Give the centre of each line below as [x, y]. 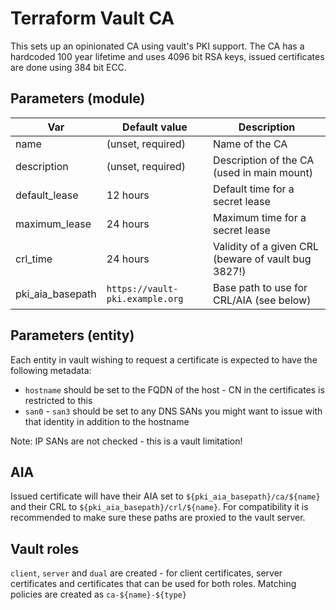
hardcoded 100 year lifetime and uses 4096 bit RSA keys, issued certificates [167, 56]
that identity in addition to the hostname [107, 421]
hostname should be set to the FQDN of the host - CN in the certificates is [174, 389]
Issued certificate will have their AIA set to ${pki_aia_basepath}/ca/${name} [165, 496]
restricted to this [58, 400]
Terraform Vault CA [92, 18]
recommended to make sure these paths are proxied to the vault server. [158, 518]
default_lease [47, 195]
